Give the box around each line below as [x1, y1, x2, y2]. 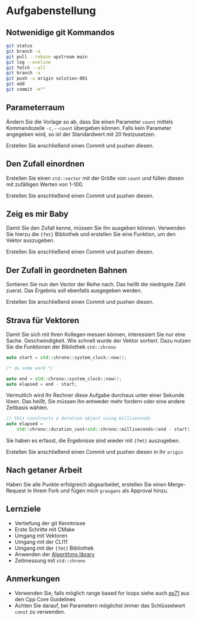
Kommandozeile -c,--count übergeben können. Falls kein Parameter [6, 124, 172, 131]
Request [6, 487, 26, 494]
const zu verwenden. [14, 608, 66, 615]
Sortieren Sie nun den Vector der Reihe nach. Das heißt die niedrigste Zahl [6, 281, 186, 288]
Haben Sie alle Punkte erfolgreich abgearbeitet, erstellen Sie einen [6, 481, 167, 488]
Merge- [167, 481, 186, 488]
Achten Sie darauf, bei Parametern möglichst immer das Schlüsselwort [14, 602, 186, 609]
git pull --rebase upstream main [6, 54, 88, 60]
